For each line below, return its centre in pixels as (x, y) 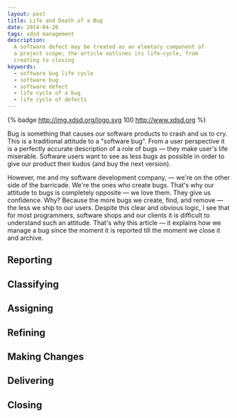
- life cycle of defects (50, 100)
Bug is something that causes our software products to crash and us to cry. (117, 133)
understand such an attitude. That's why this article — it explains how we (114, 223)
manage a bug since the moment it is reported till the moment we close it (114, 230)
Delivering (31, 381)
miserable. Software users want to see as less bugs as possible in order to (116, 156)
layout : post (27, 14)
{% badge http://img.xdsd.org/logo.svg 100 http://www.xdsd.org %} (107, 120)
